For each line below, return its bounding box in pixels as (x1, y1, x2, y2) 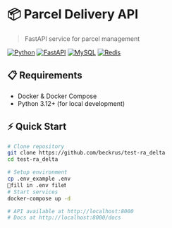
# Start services (7, 188, 59, 196)
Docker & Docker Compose (17, 92, 97, 100)
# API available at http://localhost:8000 (7, 208, 134, 215)
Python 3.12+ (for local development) (17, 99, 125, 107)
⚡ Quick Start (7, 121, 67, 133)
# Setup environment (7, 169, 68, 176)
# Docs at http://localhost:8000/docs (7, 214, 121, 222)
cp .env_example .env (7, 175, 71, 183)
